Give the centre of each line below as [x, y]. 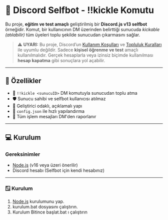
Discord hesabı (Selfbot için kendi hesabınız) [58, 170]
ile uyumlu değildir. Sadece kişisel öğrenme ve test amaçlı [78, 50]
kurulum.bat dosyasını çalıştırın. [45, 206]
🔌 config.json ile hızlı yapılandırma [48, 111]
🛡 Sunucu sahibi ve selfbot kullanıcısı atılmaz [59, 98]
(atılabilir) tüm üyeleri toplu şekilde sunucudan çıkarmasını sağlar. [73, 35]
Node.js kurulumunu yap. [38, 201]
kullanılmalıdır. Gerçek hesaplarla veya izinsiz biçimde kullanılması [85, 55]
